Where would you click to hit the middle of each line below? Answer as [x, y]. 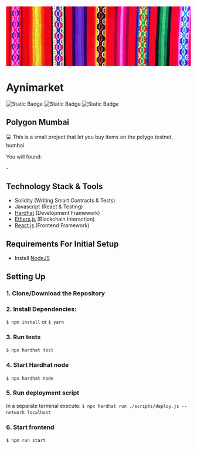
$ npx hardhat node [30, 378]
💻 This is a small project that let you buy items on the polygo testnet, [90, 137]
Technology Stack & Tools [55, 186]
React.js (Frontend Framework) [52, 225]
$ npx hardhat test [30, 350]
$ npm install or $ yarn [35, 322]
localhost [39, 412]
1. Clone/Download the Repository [56, 293]
